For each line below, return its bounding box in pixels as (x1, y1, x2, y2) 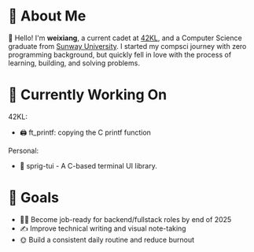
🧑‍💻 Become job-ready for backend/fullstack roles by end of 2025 (19, 214, 232, 224)
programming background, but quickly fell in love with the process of (8, 50, 232, 59)
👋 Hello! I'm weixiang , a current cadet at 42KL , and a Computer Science (8, 33, 242, 43)
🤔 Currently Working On (8, 86, 167, 104)
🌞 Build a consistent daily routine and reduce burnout (19, 235, 195, 244)
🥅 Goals (8, 189, 59, 207)
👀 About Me (8, 7, 87, 25)
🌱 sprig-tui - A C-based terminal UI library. (19, 161, 157, 170)
